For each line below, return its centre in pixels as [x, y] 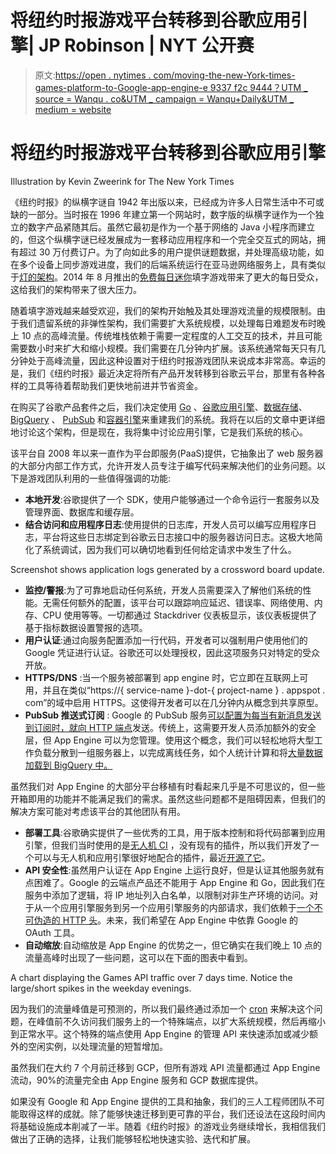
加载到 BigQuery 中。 [68, 765]
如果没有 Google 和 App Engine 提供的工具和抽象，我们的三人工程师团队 [159, 1101]
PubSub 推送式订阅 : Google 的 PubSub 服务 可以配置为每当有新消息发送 [173, 715]
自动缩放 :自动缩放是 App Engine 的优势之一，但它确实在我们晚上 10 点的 [173, 945]
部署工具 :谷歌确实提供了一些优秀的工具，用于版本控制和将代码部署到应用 [175, 832]
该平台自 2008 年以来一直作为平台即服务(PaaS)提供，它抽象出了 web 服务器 [167, 453]
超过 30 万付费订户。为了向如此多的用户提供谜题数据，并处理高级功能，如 [171, 252]
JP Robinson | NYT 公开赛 [146, 45]
